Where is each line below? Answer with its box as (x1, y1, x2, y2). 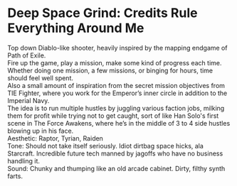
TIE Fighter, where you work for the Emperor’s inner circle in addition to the (7, 89, 228, 97)
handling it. (7, 156, 41, 165)
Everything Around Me (7, 20, 144, 36)
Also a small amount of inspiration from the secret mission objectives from (7, 81, 226, 89)
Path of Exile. (7, 51, 46, 60)
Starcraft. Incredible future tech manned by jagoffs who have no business (7, 149, 223, 158)
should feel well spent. (7, 73, 73, 82)
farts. (7, 172, 23, 180)
